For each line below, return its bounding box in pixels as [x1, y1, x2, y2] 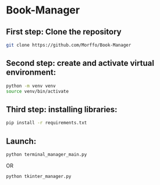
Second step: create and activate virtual [6, 58, 154, 68]
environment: [6, 68, 56, 78]
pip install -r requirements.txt [6, 120, 87, 126]
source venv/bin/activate [6, 88, 69, 94]
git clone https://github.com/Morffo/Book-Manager [6, 42, 131, 48]
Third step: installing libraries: [6, 104, 118, 114]
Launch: [6, 136, 37, 146]
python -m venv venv [6, 83, 56, 89]
